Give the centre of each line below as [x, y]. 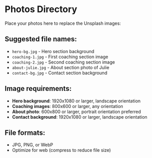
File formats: [25, 133]
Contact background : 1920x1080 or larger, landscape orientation [80, 117]
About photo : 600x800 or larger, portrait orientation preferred [77, 112]
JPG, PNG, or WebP [32, 145]
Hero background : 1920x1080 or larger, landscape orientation [76, 101]
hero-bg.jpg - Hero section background [53, 51]
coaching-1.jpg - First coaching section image [60, 57]
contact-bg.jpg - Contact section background [60, 73]
